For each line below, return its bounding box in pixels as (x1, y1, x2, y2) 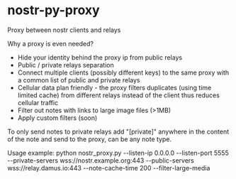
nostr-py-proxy (7, 2, 101, 18)
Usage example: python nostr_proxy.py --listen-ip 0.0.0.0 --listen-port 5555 (7, 148, 229, 157)
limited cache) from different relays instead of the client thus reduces (17, 91, 220, 99)
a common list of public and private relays (17, 75, 140, 84)
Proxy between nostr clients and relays (7, 26, 121, 34)
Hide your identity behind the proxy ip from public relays (17, 53, 183, 62)
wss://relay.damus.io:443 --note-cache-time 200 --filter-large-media (7, 163, 210, 172)
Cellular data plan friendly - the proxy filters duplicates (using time (17, 83, 212, 92)
